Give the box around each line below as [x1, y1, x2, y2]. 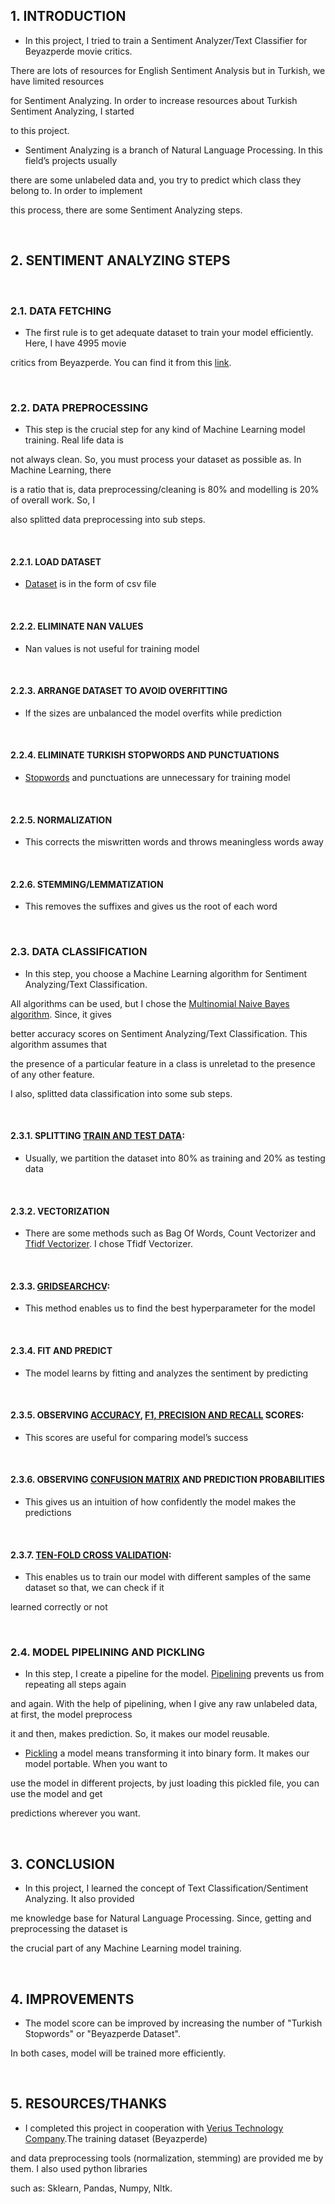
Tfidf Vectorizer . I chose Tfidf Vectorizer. [24, 1238, 193, 1250]
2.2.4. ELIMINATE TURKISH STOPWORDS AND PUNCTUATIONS [10, 749, 280, 761]
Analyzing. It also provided [24, 1893, 135, 1905]
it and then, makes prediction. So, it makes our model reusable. [10, 1728, 270, 1740]
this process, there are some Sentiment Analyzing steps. [10, 204, 243, 216]
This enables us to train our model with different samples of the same [24, 1571, 312, 1583]
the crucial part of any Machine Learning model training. [10, 1942, 242, 1954]
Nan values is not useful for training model [24, 642, 200, 654]
